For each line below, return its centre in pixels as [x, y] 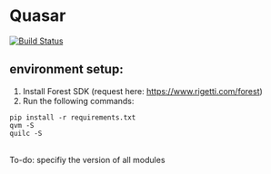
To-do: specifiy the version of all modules [87, 159]
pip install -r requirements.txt [73, 117]
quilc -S [26, 133]
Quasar [38, 16]
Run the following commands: [78, 101]
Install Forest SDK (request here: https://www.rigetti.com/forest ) [143, 91]
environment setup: [67, 69]
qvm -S [22, 125]
